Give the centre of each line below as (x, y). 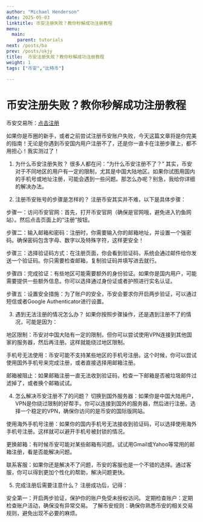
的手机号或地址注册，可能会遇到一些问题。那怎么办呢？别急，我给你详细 (105, 179)
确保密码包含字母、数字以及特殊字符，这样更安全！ (80, 240)
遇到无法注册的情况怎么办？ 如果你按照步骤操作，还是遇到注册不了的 (100, 315)
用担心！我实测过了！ (33, 151)
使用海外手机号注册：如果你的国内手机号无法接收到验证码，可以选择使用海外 (101, 424)
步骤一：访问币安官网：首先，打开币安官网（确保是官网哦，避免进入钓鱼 (96, 212)
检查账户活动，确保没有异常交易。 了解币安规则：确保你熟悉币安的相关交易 (100, 506)
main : (19, 34)
